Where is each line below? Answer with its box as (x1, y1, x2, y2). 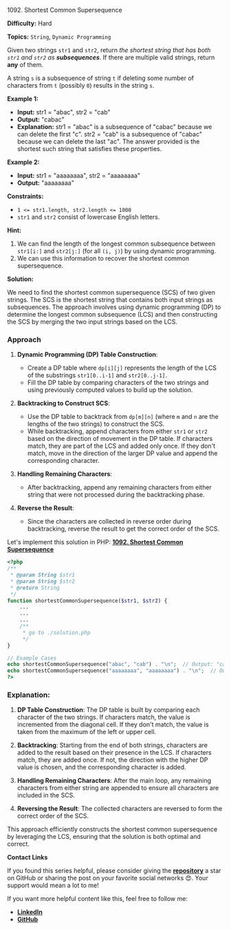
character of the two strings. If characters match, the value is (16, 713, 190, 722)
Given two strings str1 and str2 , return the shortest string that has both (7, 46, 211, 54)
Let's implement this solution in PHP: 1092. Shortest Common (7, 538, 184, 546)
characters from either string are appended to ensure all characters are (16, 784, 219, 792)
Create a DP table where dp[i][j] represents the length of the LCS (27, 364, 217, 372)
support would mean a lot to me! (7, 881, 99, 889)
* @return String (10, 584, 60, 591)
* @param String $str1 (10, 572, 76, 579)
